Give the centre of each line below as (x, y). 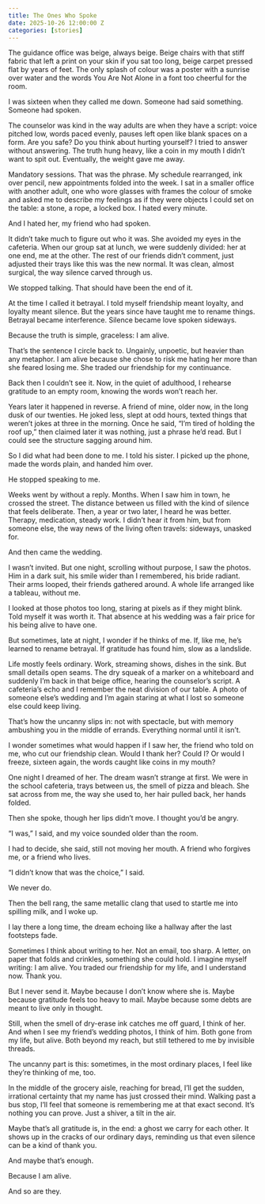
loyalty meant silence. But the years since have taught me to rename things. (132, 312)
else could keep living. (45, 707)
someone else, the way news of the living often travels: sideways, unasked (130, 528)
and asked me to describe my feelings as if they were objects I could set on (131, 200)
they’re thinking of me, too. (52, 1073)
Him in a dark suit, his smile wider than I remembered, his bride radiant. (124, 576)
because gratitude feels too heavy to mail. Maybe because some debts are (130, 1000)
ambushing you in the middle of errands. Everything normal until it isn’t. (125, 730)
